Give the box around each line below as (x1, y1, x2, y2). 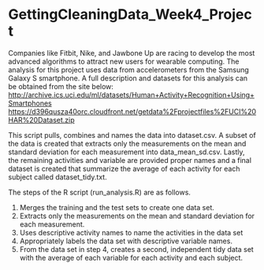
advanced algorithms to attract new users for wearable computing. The (8, 57, 240, 66)
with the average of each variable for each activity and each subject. (19, 253, 243, 262)
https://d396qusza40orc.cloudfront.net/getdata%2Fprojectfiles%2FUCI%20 (8, 106, 257, 116)
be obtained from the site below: (8, 81, 114, 91)
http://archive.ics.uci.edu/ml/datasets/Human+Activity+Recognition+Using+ (8, 90, 255, 99)
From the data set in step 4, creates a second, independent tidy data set (19, 244, 254, 253)
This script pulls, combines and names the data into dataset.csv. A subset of (8, 130, 256, 139)
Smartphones (8, 98, 53, 108)
